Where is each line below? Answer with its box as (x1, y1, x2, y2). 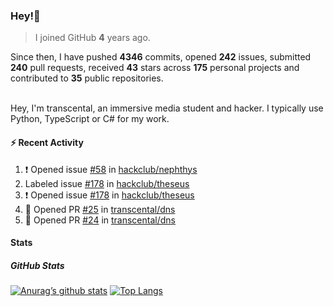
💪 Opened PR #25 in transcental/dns (24, 203, 176, 215)
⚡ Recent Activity (10, 136, 84, 148)
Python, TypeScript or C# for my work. (10, 113, 170, 125)
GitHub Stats (10, 259, 65, 271)
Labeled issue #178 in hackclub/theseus (24, 177, 190, 189)
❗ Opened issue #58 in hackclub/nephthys (24, 163, 198, 175)
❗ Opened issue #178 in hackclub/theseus (24, 189, 195, 201)
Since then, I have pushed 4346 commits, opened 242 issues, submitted (10, 51, 312, 63)
